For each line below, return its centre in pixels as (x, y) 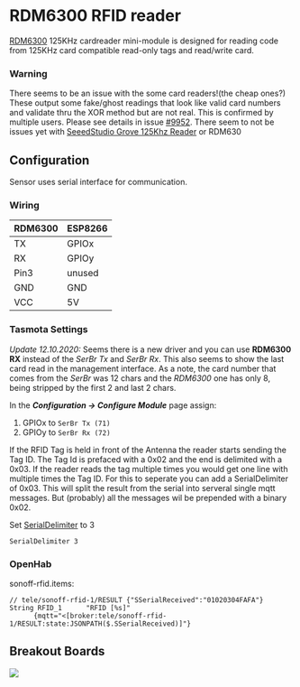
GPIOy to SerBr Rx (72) (66, 432)
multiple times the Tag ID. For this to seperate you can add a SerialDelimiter (149, 478)
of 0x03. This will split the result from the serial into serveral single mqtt (143, 487)
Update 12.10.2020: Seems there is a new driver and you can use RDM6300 (150, 349)
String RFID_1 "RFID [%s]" (70, 608)
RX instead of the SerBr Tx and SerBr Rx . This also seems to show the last (147, 358)
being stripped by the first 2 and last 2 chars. (93, 387)
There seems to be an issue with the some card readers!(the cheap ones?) (148, 93)
